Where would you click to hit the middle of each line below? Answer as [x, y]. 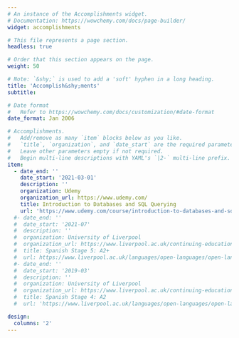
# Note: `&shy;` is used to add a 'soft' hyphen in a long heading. [111, 79]
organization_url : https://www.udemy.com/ [84, 198]
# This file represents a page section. [68, 40]
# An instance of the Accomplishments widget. [78, 14]
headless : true [30, 47]
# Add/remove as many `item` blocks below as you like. [95, 138]
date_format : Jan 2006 [41, 118]
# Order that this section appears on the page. [81, 60]
